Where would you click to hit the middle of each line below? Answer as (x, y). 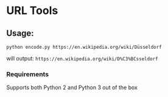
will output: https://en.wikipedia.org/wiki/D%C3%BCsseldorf (82, 58)
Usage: (20, 33)
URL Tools (32, 11)
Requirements (28, 74)
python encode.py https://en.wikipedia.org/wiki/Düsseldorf (84, 47)
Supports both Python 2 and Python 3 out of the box (72, 88)
